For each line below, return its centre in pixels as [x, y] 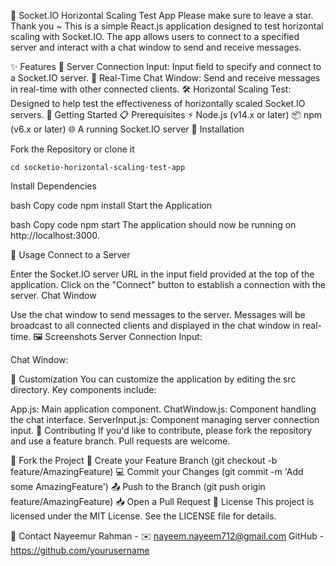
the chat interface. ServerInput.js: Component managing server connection [165, 419]
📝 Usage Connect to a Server [70, 254]
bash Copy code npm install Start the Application [111, 205]
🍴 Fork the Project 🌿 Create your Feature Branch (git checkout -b [144, 460]
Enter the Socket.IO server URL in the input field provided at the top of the [162, 274]
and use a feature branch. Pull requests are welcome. [120, 441]
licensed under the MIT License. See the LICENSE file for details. [143, 516]
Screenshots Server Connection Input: [123, 336]
